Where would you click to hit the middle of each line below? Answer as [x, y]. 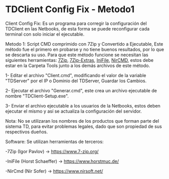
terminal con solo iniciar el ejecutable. [45, 34]
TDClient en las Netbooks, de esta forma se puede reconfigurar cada [77, 28]
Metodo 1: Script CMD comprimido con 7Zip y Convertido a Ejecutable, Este [84, 44]
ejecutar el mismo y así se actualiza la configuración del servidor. [74, 111]
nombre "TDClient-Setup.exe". [37, 96]
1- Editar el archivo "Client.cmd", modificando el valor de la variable [76, 75]
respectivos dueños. [27, 132]
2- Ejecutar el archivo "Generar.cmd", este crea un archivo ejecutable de [81, 90]
